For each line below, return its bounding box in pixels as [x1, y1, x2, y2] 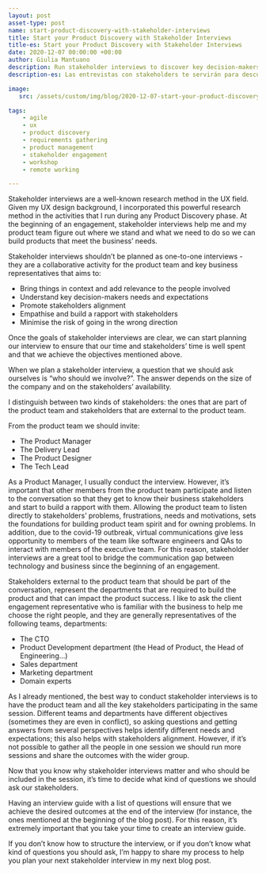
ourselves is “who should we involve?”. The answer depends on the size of [8, 373, 252, 383]
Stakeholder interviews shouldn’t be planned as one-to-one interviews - [8, 251, 243, 262]
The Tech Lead [19, 461, 70, 472]
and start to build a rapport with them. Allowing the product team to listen [8, 503, 248, 512]
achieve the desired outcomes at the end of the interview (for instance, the [8, 806, 253, 817]
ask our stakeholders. [8, 783, 79, 793]
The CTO [19, 634, 50, 644]
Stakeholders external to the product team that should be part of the [8, 576, 231, 587]
